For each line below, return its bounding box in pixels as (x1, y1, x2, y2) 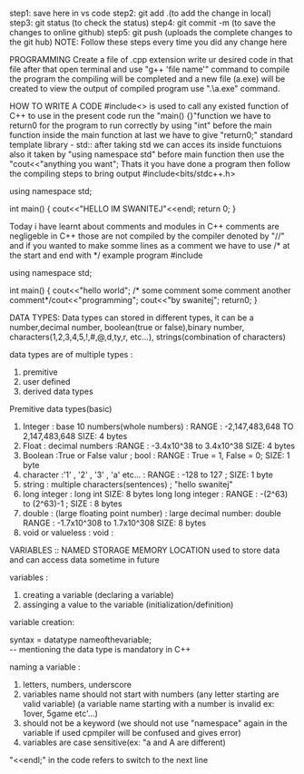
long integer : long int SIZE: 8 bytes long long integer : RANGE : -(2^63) (22, 489, 289, 499)
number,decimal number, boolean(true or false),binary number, (9, 322, 245, 332)
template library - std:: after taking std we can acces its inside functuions (9, 140, 283, 150)
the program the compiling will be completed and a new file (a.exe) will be (9, 73, 286, 84)
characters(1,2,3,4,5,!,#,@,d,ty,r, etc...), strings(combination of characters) (9, 331, 286, 342)
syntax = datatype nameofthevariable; (9, 634, 152, 645)
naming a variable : (9, 661, 81, 672)
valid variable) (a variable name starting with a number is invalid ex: (22, 699, 275, 709)
